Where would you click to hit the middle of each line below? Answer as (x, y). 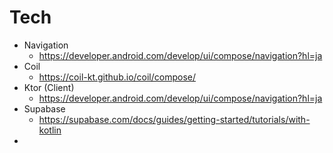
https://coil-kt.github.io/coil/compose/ (117, 77)
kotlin (50, 130)
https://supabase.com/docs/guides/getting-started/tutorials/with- (174, 119)
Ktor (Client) (49, 87)
